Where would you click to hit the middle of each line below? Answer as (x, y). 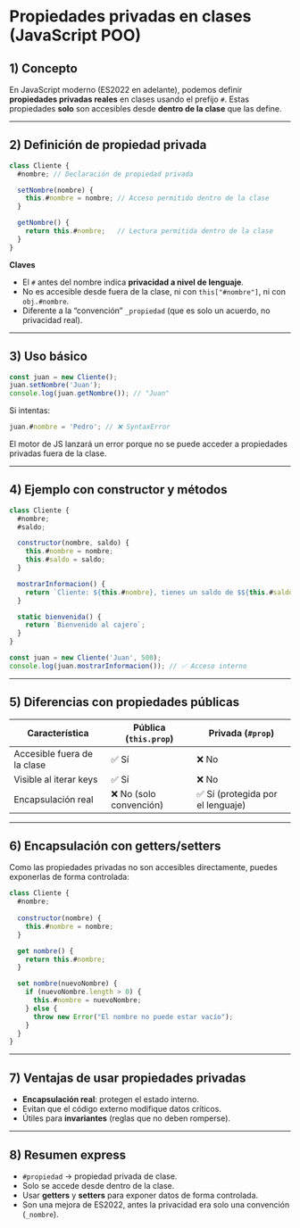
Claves (22, 264)
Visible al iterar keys (56, 779)
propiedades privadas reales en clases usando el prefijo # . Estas (129, 99)
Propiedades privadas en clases (130, 17)
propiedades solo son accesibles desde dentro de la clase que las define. (146, 108)
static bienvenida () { (59, 617)
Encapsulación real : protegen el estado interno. (110, 1099)
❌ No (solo (133, 793)
